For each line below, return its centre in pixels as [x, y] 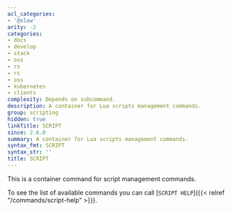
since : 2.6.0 [27, 132]
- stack [19, 54]
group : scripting [33, 113]
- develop [22, 47]
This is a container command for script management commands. [102, 178]
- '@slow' [22, 21]
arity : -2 [22, 27]
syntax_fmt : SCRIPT [36, 146]
